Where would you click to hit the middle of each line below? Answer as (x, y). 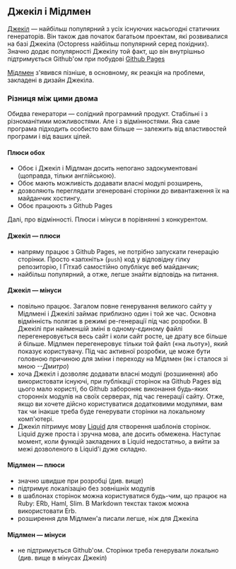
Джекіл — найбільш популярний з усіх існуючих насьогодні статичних (114, 28)
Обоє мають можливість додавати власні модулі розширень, (110, 183)
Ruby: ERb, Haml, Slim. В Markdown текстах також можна (103, 503)
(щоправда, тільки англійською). (67, 176)
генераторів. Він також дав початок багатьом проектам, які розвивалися (118, 36)
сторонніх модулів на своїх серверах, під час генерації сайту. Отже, (121, 396)
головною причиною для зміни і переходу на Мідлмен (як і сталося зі (123, 358)
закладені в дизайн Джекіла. (51, 80)
